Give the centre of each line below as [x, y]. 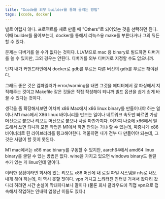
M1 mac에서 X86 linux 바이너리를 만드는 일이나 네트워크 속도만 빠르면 [81, 114]
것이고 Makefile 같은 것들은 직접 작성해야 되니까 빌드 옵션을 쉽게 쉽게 [88, 92]
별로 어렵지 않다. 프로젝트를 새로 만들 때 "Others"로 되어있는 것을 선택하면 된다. [82, 29]
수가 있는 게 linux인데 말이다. [33, 162]
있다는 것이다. [29, 98]
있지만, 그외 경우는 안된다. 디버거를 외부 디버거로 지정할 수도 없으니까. [87, 58]
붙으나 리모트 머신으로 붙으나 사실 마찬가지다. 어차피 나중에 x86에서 [87, 121]
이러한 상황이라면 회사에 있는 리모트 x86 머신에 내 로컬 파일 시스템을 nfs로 [76, 173]
